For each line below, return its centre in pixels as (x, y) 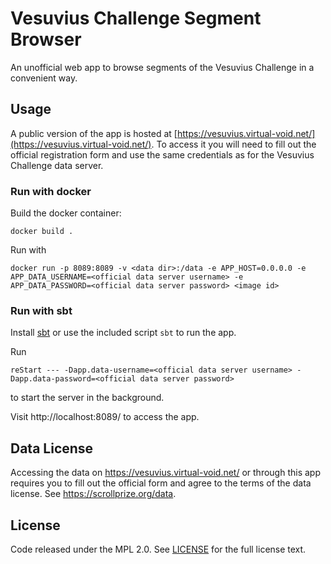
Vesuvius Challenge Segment (136, 18)
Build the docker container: (66, 213)
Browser (46, 39)
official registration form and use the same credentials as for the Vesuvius (162, 154)
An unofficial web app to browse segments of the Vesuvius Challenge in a (162, 67)
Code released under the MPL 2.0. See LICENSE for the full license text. (158, 549)
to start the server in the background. (87, 398)
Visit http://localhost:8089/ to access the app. (105, 417)
